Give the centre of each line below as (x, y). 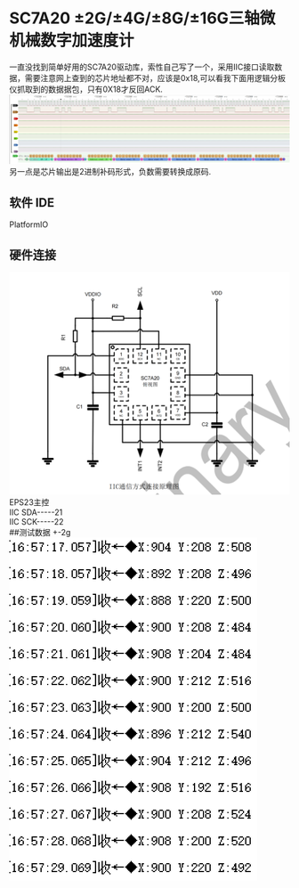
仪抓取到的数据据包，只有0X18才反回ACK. (86, 89)
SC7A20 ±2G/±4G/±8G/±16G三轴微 (142, 18)
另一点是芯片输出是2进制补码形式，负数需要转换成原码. (110, 172)
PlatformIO (29, 224)
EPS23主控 (29, 502)
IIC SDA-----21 (36, 512)
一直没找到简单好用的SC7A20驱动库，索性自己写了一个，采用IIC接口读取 (142, 67)
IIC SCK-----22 (36, 521)
